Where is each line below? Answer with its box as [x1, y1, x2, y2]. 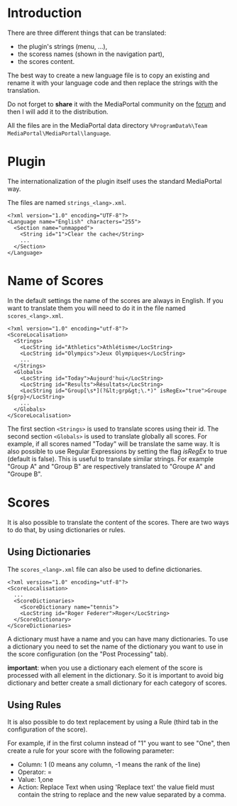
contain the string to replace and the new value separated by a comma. [17, 790, 226, 799]
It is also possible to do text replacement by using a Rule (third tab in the [7, 718, 219, 727]
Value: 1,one [17, 775, 53, 784]
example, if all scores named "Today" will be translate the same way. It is [7, 439, 221, 448]
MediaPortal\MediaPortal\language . [7, 128, 111, 137]
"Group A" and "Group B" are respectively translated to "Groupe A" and [7, 462, 216, 470]
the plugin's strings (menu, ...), [17, 42, 108, 50]
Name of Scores [7, 273, 104, 289]
